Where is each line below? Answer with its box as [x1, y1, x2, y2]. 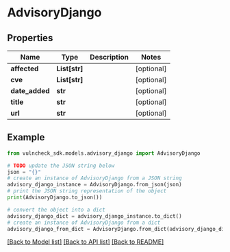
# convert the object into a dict [7, 206, 106, 213]
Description [90, 53, 129, 62]
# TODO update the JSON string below [7, 162, 115, 169]
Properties [7, 32, 53, 44]
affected [10, 64, 39, 73]
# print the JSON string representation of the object [7, 188, 167, 194]
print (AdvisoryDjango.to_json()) [7, 194, 103, 201]
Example [7, 131, 45, 143]
